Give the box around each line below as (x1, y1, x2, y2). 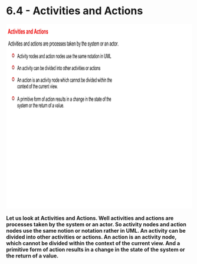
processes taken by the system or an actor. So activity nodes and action (6, 220, 187, 228)
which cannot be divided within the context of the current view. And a (6, 239, 180, 246)
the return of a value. (6, 252, 59, 259)
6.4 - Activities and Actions (6, 4, 143, 18)
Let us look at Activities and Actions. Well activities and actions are (6, 214, 174, 221)
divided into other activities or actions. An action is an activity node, (6, 233, 177, 240)
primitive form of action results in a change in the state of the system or (6, 246, 185, 253)
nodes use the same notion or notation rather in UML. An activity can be (6, 227, 186, 234)
